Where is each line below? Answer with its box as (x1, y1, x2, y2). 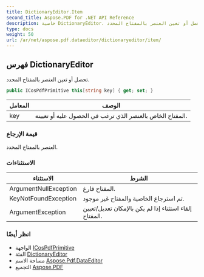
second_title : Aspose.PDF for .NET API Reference (6, 15, 135, 21)
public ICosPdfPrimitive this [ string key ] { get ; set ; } (6, 87, 154, 94)
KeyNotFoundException (9, 194, 77, 203)
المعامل (9, 101, 29, 109)
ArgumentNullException (9, 185, 77, 193)
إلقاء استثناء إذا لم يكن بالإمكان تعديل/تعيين (83, 204, 192, 213)
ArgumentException (9, 208, 66, 216)
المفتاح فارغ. (83, 185, 115, 193)
